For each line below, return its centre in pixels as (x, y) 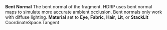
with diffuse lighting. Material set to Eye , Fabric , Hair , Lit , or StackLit (77, 17)
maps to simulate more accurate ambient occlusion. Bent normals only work (83, 12)
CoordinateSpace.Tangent (32, 22)
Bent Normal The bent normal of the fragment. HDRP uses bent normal (79, 7)
